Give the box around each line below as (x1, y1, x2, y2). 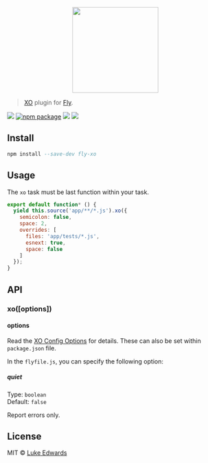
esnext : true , (25, 239, 67, 246)
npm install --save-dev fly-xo (7, 150, 97, 157)
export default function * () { (7, 201, 97, 208)
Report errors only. (7, 411, 60, 419)
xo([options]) (7, 305, 52, 314)
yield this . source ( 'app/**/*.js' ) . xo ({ (13, 207, 128, 215)
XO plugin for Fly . (23, 99, 73, 106)
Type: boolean (7, 390, 47, 399)
